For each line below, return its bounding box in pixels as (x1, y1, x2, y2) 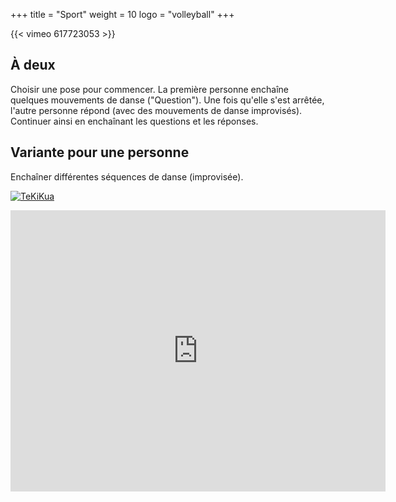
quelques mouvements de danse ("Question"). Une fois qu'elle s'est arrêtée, (10, 94, 325, 106)
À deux (10, 57, 56, 74)
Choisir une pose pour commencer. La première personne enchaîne (10, 83, 289, 95)
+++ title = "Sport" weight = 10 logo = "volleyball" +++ (10, 9, 235, 20)
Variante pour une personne (10, 144, 190, 161)
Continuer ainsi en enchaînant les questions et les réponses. (10, 115, 259, 127)
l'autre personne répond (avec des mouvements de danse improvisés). (10, 104, 303, 116)
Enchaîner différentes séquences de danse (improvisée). (10, 170, 244, 183)
